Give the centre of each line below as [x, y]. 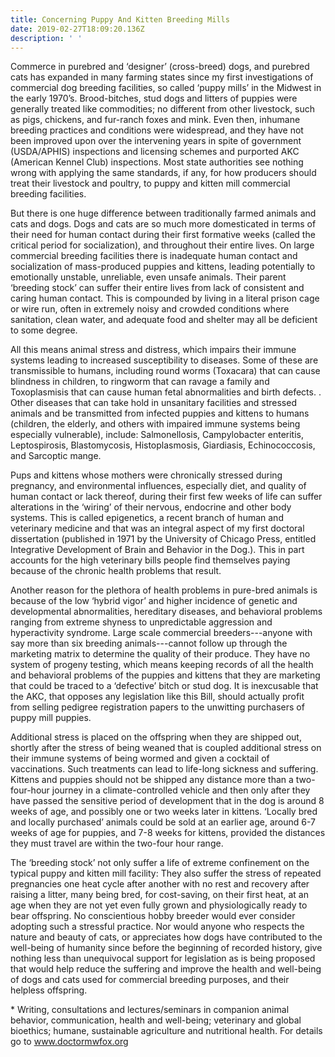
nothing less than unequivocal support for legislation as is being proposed [163, 958]
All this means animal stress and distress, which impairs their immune [153, 350]
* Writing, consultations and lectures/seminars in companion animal [150, 1010]
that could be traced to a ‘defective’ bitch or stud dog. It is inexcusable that [164, 686]
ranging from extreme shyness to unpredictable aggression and [141, 622]
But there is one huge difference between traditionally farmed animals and [163, 213]
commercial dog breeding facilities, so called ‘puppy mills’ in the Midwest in [166, 88]
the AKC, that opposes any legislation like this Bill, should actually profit [157, 697]
